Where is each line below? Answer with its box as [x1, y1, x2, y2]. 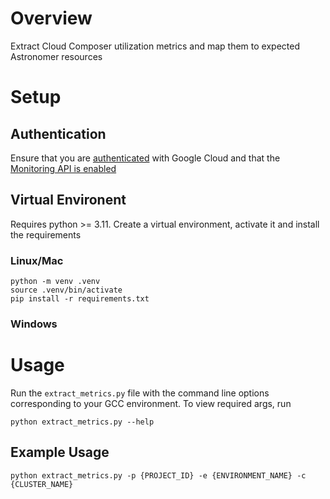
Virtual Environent [10, 192, 127, 209]
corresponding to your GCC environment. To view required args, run [10, 397, 292, 409]
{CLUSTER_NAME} [10, 479, 74, 489]
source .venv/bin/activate [10, 285, 123, 296]
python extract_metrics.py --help [10, 417, 155, 427]
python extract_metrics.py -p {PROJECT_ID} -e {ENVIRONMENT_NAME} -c [10, 470, 307, 481]
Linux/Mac [10, 253, 64, 267]
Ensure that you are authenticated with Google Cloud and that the [10, 152, 281, 164]
